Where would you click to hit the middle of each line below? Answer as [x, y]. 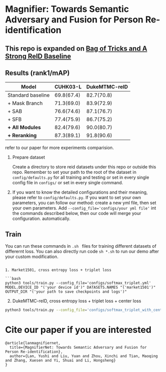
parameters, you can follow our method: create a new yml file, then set [84, 203]
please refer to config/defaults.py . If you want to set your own [77, 198]
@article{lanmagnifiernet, [33, 343]
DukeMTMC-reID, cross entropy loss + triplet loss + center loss [77, 301]
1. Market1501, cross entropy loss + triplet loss [58, 270]
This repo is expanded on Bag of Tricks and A [76, 48]
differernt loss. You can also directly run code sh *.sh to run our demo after [82, 252]
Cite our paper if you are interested [78, 330]
